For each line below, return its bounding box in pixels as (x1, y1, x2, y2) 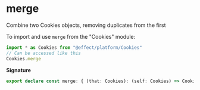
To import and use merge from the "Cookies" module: (6, 33, 136, 40)
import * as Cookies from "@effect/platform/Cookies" (6, 44, 143, 51)
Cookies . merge (6, 55, 42, 61)
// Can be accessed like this (6, 50, 82, 56)
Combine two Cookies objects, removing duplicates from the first (6, 21, 166, 29)
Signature (6, 66, 32, 73)
